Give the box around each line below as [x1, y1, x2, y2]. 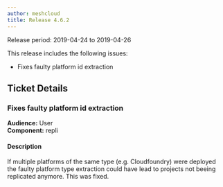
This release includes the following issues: [7, 49, 128, 57]
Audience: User [7, 119, 53, 127]
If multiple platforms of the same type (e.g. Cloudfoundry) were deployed [7, 157, 216, 166]
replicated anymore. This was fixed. [7, 172, 109, 181]
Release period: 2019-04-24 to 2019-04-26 [7, 35, 132, 44]
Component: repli [7, 126, 59, 135]
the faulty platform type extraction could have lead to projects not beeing [7, 165, 216, 173]
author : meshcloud [7, 10, 60, 17]
